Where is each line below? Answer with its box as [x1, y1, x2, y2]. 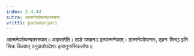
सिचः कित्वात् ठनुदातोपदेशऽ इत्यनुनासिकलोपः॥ [6, 43, 93, 50]
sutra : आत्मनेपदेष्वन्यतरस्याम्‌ [6, 14, 60, 20]
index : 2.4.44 [6, 8, 42, 15]
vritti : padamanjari [6, 20, 58, 26]
